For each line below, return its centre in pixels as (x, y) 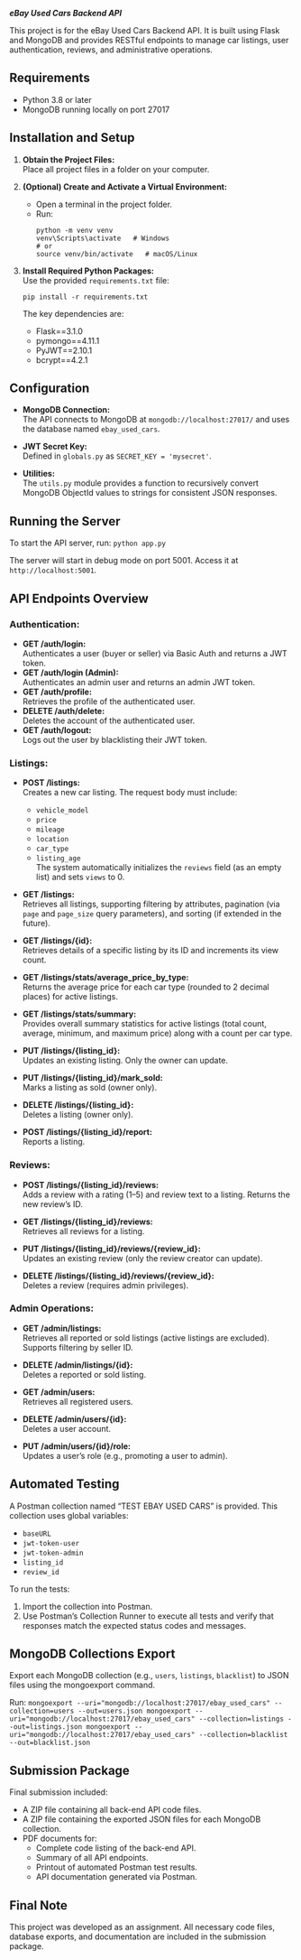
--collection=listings (241, 1719)
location (52, 840)
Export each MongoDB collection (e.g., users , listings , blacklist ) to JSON (150, 1676)
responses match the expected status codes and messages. (134, 1625)
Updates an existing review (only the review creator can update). (142, 1258)
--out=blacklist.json (50, 1743)
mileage (50, 830)
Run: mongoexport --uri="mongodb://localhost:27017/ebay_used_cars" (140, 1703)
